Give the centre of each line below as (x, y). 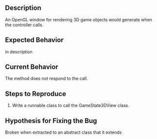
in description (19, 52)
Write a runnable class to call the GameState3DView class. (71, 106)
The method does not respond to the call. (47, 78)
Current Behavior (32, 67)
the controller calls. (24, 25)
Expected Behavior (35, 40)
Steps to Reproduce (36, 94)
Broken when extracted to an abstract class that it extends (63, 132)
